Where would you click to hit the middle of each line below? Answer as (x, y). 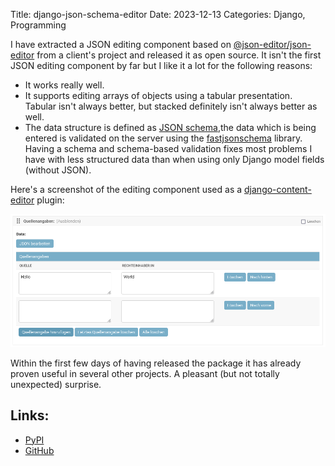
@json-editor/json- (272, 44)
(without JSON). (58, 170)
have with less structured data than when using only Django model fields (174, 159)
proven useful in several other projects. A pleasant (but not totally (145, 373)
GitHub (39, 450)
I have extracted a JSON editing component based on (121, 44)
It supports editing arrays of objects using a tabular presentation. (158, 95)
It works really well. (64, 85)
